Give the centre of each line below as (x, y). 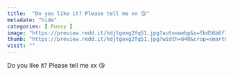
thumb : (17, 39)
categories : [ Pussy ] (40, 26)
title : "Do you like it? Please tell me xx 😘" (78, 13)
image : (17, 33)
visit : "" (21, 46)
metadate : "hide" (32, 20)
